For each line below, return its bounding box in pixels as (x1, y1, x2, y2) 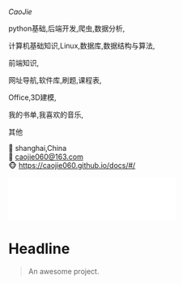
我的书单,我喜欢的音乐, (8, 110, 84, 119)
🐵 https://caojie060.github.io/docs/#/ (8, 161, 136, 170)
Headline (8, 239, 70, 258)
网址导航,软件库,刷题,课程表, (8, 75, 103, 84)
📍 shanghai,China (8, 144, 67, 153)
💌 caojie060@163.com (8, 152, 83, 161)
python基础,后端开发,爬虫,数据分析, (8, 24, 125, 33)
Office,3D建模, (8, 93, 57, 102)
